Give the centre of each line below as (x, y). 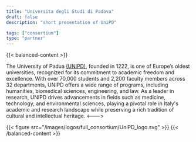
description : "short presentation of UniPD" (61, 22)
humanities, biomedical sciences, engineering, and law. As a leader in (90, 91)
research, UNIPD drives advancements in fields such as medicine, (86, 98)
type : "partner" (26, 39)
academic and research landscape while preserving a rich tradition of (90, 110)
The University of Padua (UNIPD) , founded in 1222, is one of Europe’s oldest (98, 66)
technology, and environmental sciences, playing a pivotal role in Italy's (92, 103)
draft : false (22, 17)
